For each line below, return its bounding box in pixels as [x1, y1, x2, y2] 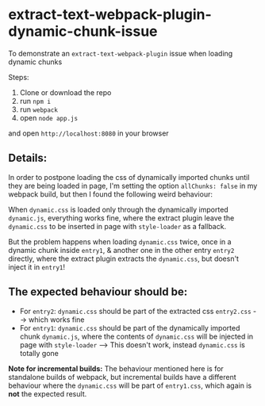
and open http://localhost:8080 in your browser [8, 128, 169, 138]
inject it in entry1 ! [8, 262, 66, 271]
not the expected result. [8, 389, 87, 398]
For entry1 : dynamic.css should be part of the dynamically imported [19, 323, 240, 332]
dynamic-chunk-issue [8, 22, 158, 40]
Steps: [8, 72, 29, 82]
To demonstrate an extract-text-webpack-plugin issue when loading [8, 48, 233, 58]
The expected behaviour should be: [8, 285, 188, 299]
